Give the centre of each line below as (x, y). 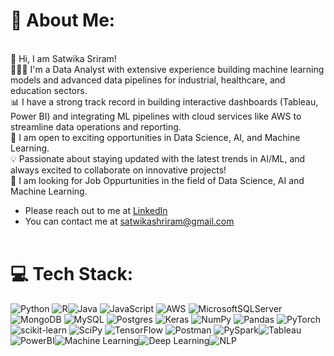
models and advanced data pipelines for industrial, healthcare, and (148, 80)
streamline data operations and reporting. (96, 126)
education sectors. (49, 90)
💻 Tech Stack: (72, 274)
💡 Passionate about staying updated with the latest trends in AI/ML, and (158, 158)
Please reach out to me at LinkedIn (96, 210)
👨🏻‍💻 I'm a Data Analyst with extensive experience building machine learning (167, 69)
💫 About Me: (63, 20)
